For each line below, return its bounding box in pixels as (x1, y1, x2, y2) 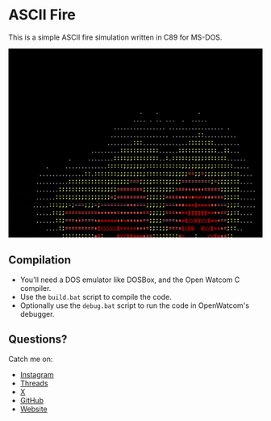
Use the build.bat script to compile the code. (19, 292, 172, 301)
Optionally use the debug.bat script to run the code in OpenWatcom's (19, 301, 250, 310)
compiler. (19, 283, 52, 293)
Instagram (19, 369, 54, 379)
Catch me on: (8, 354, 53, 364)
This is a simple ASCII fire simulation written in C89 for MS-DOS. (8, 32, 223, 42)
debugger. (19, 309, 55, 318)
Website (19, 404, 48, 414)
